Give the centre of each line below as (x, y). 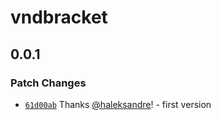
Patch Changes (48, 83)
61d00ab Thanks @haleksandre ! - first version (118, 104)
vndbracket (59, 17)
